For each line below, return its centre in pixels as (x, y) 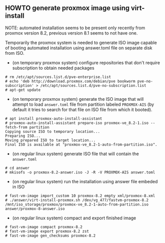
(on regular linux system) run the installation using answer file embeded (85, 181)
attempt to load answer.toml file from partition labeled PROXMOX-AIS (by (83, 104)
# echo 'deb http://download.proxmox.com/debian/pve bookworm (70, 81)
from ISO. (15, 53)
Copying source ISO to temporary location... (52, 131)
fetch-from (16, 127)
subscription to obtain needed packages (53, 68)
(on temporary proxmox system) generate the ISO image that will (78, 99)
